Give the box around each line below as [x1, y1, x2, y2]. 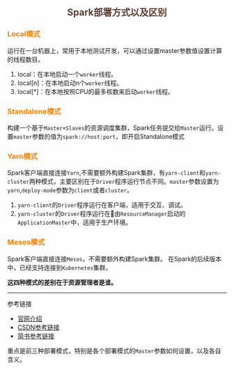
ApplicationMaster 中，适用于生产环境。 [17, 218, 132, 226]
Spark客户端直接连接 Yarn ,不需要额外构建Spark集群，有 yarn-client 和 [7, 169, 205, 177]
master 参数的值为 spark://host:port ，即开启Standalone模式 [13, 132, 185, 141]
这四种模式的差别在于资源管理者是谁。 [7, 278, 117, 286]
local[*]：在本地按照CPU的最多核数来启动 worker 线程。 [17, 87, 174, 95]
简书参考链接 [17, 332, 54, 340]
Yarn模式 [7, 151, 38, 161]
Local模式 [7, 29, 40, 39]
